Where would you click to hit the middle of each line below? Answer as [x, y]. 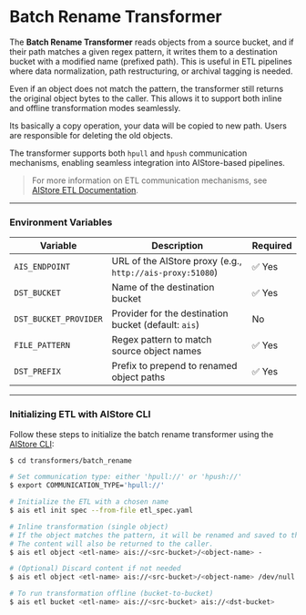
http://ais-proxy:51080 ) [165, 272]
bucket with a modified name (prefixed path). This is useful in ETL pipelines [151, 61]
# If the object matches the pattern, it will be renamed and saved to [148, 535]
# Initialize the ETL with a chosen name [89, 502]
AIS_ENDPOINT [42, 267]
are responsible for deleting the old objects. [91, 135]
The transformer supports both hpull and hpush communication [128, 153]
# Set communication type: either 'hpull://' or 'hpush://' [126, 477]
